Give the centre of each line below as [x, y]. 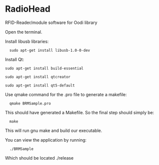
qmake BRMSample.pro [30, 103]
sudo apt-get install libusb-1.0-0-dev [50, 50]
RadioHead [28, 9]
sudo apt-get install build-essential [44, 68]
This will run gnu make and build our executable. [53, 130]
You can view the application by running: [46, 140]
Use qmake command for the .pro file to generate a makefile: [66, 94]
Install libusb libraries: [27, 41]
